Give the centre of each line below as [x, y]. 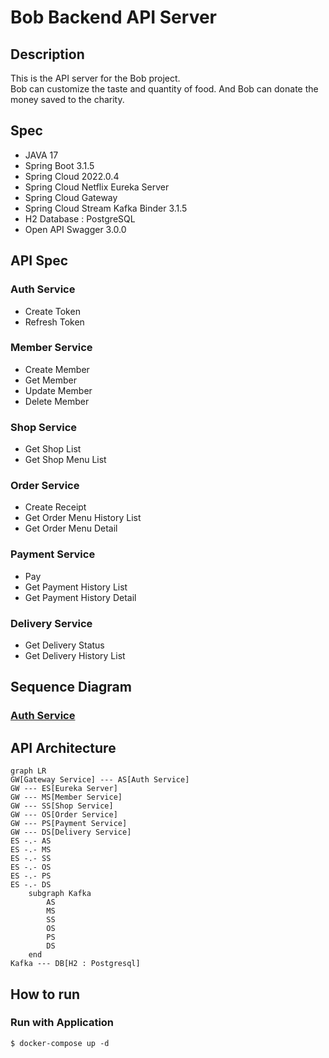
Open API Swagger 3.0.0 [75, 229]
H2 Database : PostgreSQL [80, 218]
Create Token [52, 311]
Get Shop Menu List [65, 460]
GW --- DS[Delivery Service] [71, 832]
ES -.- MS [31, 850]
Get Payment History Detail [80, 597]
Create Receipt [55, 507]
